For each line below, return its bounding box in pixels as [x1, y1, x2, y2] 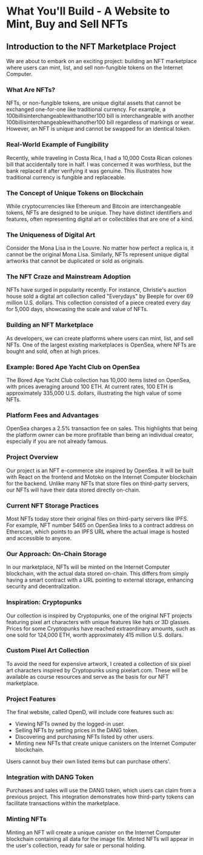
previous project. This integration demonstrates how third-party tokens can [6, 793, 195, 800]
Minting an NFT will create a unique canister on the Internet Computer [6, 828, 181, 836]
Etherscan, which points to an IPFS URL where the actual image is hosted [6, 527, 190, 535]
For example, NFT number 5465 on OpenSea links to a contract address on [6, 521, 194, 529]
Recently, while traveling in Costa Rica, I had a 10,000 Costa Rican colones [6, 154, 193, 162]
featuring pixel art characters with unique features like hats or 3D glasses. [6, 618, 191, 625]
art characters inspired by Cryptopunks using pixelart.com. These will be [6, 667, 188, 674]
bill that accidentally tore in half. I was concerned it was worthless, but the [6, 160, 191, 168]
